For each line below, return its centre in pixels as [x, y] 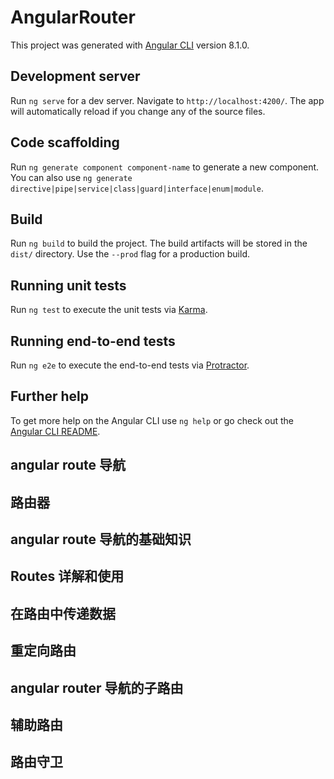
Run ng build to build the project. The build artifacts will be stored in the [159, 243]
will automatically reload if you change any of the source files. [138, 111]
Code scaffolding [65, 142]
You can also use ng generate [71, 177]
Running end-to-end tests [93, 341]
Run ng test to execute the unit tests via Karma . [109, 310]
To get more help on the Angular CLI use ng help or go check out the [152, 420]
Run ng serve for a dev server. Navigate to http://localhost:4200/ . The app [167, 100]
